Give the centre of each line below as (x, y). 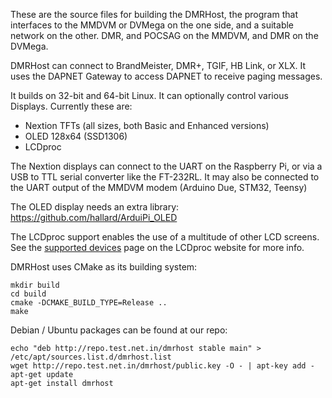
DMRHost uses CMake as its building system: (104, 267)
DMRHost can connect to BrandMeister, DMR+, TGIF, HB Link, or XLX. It (158, 65)
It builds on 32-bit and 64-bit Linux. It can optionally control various (149, 95)
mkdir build (35, 285)
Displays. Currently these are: (71, 106)
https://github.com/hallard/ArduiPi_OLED (94, 217)
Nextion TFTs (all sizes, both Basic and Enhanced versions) (147, 125)
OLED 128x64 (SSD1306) (76, 136)
